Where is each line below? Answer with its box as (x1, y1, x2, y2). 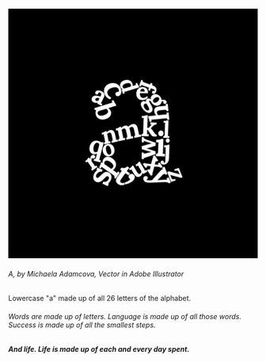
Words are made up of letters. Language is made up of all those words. (8, 311, 241, 321)
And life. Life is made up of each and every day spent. (8, 345, 190, 354)
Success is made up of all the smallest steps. (8, 320, 156, 330)
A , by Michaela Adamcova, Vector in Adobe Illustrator (8, 269, 184, 278)
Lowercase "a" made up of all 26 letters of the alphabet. (8, 294, 192, 303)
